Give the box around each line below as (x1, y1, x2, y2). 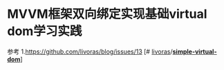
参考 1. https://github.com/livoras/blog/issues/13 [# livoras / (7, 47, 173, 56)
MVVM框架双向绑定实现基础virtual (7, 6, 207, 22)
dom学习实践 (7, 23, 82, 39)
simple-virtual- (172, 47, 217, 56)
